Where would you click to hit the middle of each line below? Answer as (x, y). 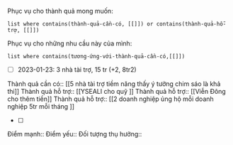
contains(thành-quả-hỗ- (191, 24)
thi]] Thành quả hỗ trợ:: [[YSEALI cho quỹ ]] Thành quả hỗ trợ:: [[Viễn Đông (117, 92)
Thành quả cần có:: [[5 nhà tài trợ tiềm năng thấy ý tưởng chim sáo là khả (114, 84)
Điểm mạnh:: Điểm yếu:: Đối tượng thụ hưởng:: (75, 134)
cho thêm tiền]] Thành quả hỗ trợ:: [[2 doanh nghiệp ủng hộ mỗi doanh (110, 99)
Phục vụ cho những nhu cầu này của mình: (70, 43)
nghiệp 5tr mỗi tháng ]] (41, 107)
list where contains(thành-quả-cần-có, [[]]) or (80, 24)
